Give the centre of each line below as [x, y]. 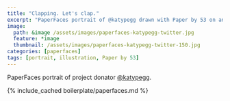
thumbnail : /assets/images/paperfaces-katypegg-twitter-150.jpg [107, 45]
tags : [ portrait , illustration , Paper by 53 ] [73, 58]
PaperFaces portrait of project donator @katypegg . [79, 77]
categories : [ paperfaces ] [44, 52]
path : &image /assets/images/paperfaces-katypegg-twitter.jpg [104, 32]
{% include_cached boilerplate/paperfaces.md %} [78, 90]
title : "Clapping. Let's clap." [53, 13]
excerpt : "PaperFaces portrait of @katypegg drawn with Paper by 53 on [111, 20]
